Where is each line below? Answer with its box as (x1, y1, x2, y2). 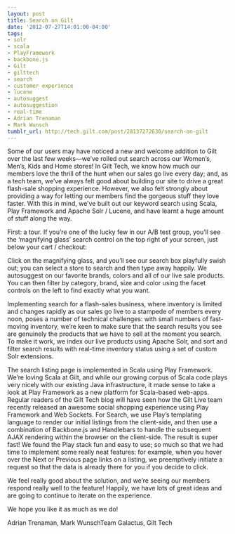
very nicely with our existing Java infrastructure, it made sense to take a (7, 381, 216, 389)
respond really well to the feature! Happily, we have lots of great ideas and (7, 484, 222, 493)
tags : (7, 30, 23, 37)
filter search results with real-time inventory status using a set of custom (7, 345, 217, 353)
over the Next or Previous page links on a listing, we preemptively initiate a (7, 455, 223, 464)
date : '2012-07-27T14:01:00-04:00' (7, 23, 112, 30)
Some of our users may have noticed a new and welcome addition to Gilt (7, 147, 217, 155)
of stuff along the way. (7, 214, 72, 223)
